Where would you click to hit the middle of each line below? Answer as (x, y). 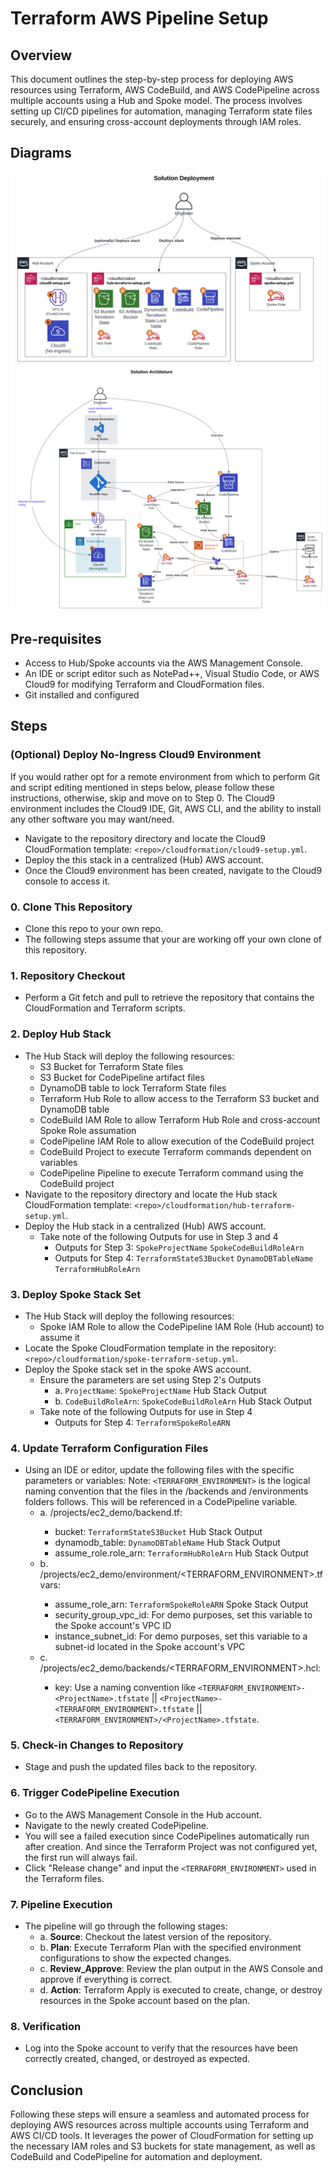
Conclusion (47, 2090)
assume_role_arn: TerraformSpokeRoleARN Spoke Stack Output (181, 1604)
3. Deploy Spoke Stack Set (76, 1294)
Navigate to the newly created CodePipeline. (116, 1825)
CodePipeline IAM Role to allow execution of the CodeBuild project (177, 1141)
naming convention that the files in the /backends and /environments (166, 1491)
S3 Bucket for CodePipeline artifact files (122, 1077)
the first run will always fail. (81, 1857)
